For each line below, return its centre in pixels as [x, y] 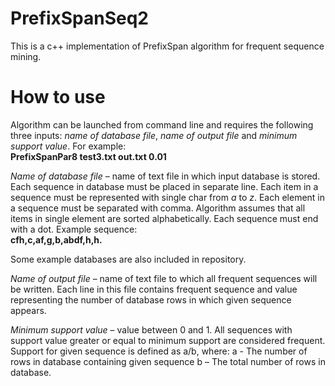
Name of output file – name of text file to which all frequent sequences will [164, 278]
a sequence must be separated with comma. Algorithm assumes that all [158, 208]
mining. [26, 56]
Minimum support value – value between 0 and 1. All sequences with [151, 329]
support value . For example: [68, 146]
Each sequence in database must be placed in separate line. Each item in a [164, 186]
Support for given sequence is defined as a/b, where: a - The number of [159, 351]
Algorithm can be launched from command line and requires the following [162, 124]
